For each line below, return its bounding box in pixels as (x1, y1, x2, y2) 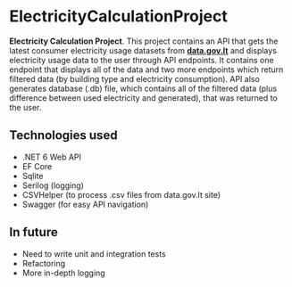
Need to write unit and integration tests (21, 248, 167, 259)
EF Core (21, 160, 53, 171)
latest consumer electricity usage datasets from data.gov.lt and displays (9, 45, 277, 55)
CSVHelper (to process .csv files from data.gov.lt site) (21, 189, 221, 200)
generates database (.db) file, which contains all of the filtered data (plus (9, 83, 278, 94)
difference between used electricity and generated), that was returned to (9, 92, 279, 103)
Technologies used (9, 127, 118, 143)
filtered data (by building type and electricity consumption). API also (9, 73, 261, 84)
